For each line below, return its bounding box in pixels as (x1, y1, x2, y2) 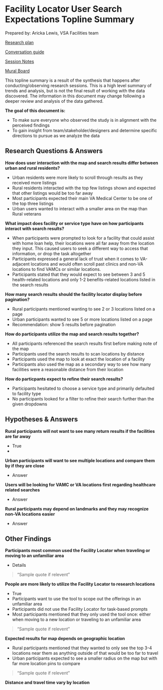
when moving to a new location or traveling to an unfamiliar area (12, 617, 141, 623)
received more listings (12, 179, 57, 185)
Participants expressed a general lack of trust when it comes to (12, 256, 139, 262)
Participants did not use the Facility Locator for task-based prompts (12, 606, 148, 612)
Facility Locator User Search (5, 3, 123, 15)
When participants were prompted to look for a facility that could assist (12, 235, 155, 241)
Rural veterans (12, 211, 41, 217)
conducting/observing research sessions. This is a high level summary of (5, 82, 152, 89)
